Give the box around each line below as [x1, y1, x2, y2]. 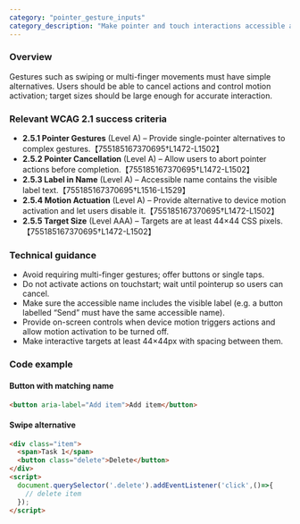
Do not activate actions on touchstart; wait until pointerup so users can [21, 279, 284, 290]
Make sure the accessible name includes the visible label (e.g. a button [21, 298, 284, 308]
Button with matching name [9, 380, 114, 391]
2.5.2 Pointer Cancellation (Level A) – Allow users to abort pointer [21, 154, 267, 165]
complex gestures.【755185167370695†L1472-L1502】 [21, 144, 224, 155]
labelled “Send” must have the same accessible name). [21, 308, 225, 318]
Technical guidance [9, 249, 96, 262]
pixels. [258, 216, 284, 226]
